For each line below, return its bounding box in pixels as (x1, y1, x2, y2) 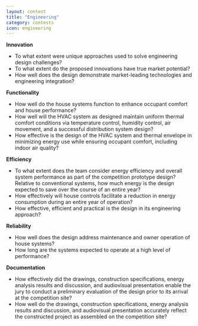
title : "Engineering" (6, 14, 60, 20)
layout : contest (6, 8, 46, 15)
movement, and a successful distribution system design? (14, 126, 154, 133)
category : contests (6, 19, 54, 25)
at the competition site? (14, 294, 72, 301)
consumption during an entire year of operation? (14, 199, 133, 206)
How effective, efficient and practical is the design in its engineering (14, 205, 181, 212)
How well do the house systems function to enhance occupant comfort (14, 101, 188, 108)
